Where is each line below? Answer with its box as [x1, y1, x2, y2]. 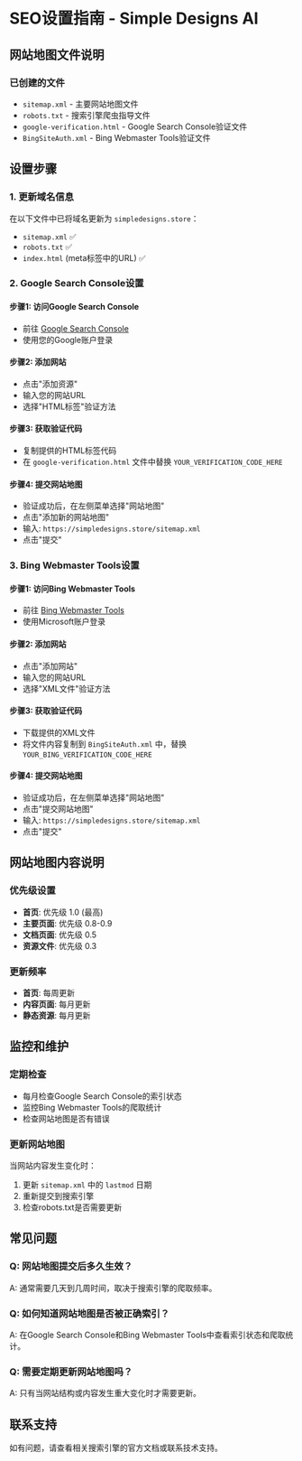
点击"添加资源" [22, 378, 78, 389]
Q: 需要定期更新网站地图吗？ [9, 1365, 133, 1378]
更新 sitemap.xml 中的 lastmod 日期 [22, 1179, 152, 1190]
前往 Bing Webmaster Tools [22, 605, 124, 616]
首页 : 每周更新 [22, 988, 75, 999]
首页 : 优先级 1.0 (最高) [22, 907, 104, 917]
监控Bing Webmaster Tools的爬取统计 [22, 1102, 162, 1112]
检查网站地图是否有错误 [22, 1112, 110, 1124]
